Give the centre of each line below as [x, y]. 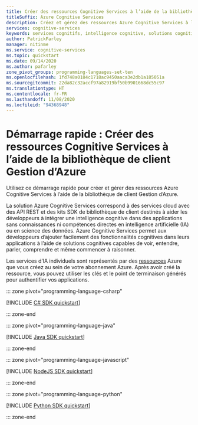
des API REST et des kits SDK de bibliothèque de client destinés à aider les [97, 212]
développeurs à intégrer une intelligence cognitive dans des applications [94, 218]
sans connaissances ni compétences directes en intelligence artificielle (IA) [98, 224]
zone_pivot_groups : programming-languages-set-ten [70, 72]
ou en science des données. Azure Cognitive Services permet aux [86, 231]
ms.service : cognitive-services [46, 50]
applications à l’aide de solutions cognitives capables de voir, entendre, [93, 243]
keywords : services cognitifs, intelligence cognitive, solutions [89, 34]
